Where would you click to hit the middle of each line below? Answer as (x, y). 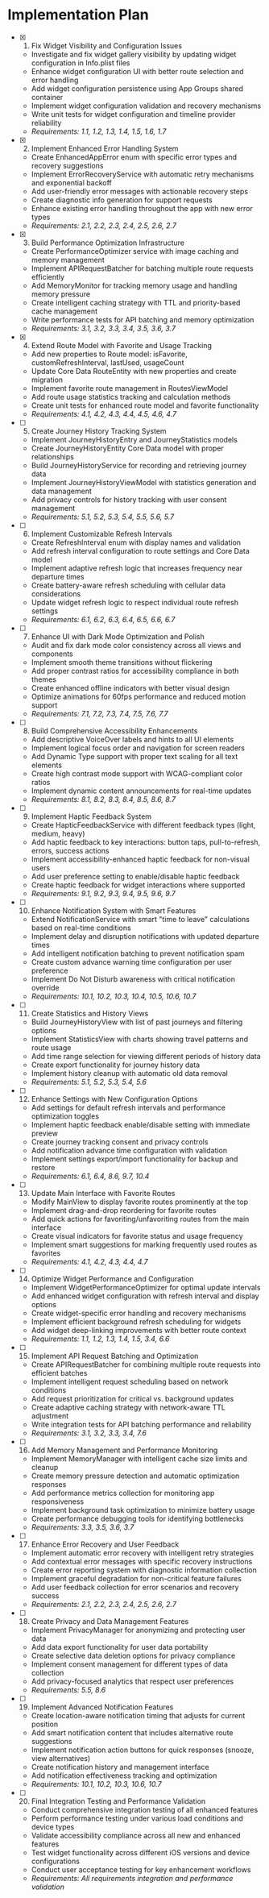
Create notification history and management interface (120, 1767)
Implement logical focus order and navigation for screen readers (138, 748)
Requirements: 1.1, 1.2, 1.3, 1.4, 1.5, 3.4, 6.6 (100, 1339)
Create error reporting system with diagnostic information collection (144, 1570)
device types (53, 1826)
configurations (55, 1861)
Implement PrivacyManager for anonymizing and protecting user (139, 1630)
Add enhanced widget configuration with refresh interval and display (145, 1296)
